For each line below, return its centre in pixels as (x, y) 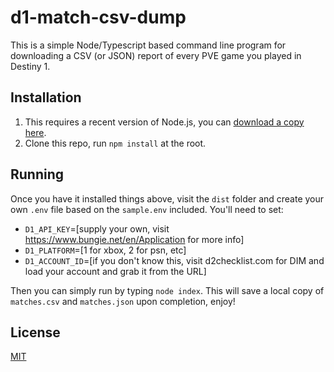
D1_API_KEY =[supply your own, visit (97, 228)
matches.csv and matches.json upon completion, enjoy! (123, 301)
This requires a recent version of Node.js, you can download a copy (164, 122)
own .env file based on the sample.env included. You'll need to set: (147, 209)
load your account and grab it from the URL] (115, 271)
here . (35, 132)
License (35, 332)
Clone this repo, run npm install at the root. (115, 143)
